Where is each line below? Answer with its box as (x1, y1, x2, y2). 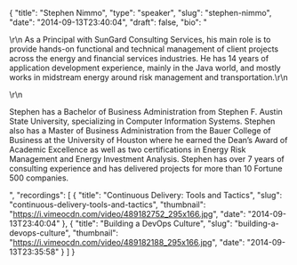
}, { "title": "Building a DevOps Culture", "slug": (61, 218, 233, 229)
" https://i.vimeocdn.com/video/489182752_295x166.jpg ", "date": (9, 209, 246, 219)
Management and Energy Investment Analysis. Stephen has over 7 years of (9, 154, 285, 164)
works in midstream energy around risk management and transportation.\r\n (9, 72, 288, 83)
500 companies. (9, 173, 69, 183)
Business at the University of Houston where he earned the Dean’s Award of (9, 135, 288, 145)
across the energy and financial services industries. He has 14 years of (9, 53, 269, 63)
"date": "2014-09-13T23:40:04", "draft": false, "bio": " (9, 17, 207, 28)
